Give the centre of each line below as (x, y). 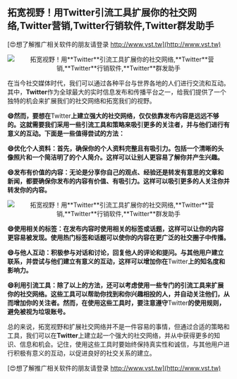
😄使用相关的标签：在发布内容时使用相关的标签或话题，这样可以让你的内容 (116, 229)
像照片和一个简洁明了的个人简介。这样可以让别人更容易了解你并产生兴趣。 (115, 157)
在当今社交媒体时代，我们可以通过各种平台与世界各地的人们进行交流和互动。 (119, 83)
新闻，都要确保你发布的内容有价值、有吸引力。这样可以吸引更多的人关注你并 (119, 181)
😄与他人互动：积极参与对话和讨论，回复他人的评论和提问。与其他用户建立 (116, 252)
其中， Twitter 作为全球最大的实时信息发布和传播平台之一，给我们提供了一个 (117, 92)
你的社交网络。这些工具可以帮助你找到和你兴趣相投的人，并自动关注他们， (115, 294)
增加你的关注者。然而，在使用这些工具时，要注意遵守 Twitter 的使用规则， (119, 303)
